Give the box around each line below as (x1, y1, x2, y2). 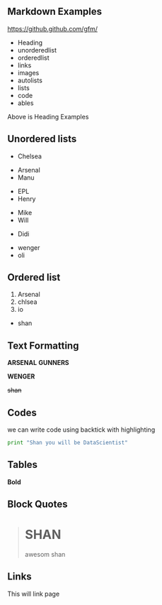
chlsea (17, 298, 37, 306)
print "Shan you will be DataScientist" (7, 440, 129, 447)
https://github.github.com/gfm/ (7, 24, 98, 33)
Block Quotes (7, 498, 68, 511)
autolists (17, 76, 42, 85)
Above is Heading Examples (7, 112, 89, 121)
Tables (7, 459, 37, 471)
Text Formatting (7, 339, 79, 351)
